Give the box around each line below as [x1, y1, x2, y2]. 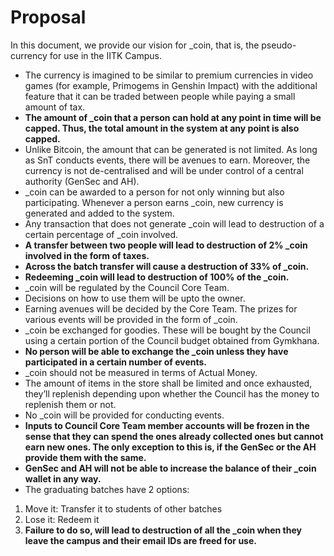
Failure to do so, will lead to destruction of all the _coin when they [24, 524, 302, 536]
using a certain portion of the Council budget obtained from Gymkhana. [24, 334, 320, 346]
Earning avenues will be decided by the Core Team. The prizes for [24, 302, 298, 315]
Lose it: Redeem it [24, 513, 100, 525]
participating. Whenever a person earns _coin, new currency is [24, 196, 284, 208]
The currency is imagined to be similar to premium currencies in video [24, 69, 314, 81]
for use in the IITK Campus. [49, 49, 162, 61]
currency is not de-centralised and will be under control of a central [24, 164, 304, 176]
